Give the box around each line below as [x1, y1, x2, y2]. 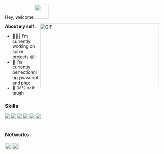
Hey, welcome [5, 14, 34, 20]
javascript [19, 75, 39, 80]
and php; [12, 80, 31, 86]
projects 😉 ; [12, 54, 36, 60]
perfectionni [12, 69, 37, 75]
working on [12, 44, 35, 49]
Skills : [5, 102, 21, 109]
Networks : [5, 132, 32, 138]
